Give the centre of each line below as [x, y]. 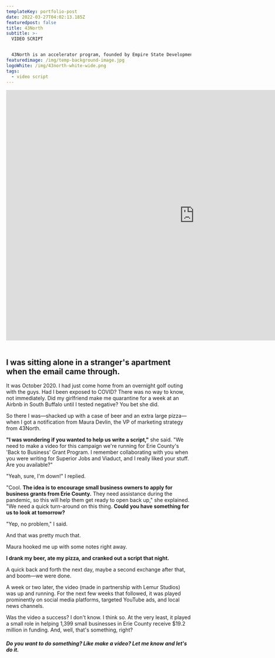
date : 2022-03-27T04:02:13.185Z [46, 17]
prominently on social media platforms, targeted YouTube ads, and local [93, 600]
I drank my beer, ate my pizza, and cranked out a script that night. [88, 558]
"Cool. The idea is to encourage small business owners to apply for [89, 488]
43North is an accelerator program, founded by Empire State [88, 55]
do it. [13, 649]
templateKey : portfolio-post [42, 11]
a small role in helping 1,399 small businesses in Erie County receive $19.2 [96, 624]
